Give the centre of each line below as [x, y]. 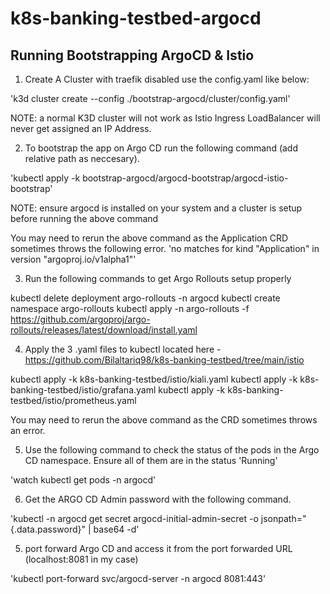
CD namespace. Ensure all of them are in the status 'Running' [151, 460]
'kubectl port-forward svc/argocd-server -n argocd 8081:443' [138, 578]
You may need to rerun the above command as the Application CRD [149, 238]
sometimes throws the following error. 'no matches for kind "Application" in [165, 248]
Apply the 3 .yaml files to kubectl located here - [123, 349]
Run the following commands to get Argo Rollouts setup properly [158, 278]
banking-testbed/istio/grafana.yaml [83, 390]
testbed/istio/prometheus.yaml [73, 400]
